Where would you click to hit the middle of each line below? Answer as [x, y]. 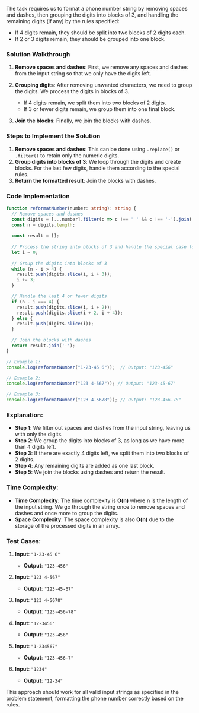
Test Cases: [24, 541]
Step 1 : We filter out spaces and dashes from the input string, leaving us [102, 428]
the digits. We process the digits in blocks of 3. [72, 91]
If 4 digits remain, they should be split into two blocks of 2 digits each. [100, 33]
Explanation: [25, 415]
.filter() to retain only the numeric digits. [67, 155]
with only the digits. [39, 434]
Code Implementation [38, 196]
